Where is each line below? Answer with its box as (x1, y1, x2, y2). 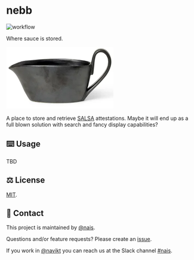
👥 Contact (6, 208, 44, 218)
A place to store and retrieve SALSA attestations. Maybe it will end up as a (6, 114, 189, 122)
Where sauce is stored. (6, 35, 63, 42)
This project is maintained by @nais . (6, 224, 96, 231)
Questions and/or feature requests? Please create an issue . (6, 236, 152, 243)
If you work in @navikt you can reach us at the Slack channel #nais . (6, 247, 173, 254)
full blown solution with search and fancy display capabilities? (6, 120, 158, 128)
